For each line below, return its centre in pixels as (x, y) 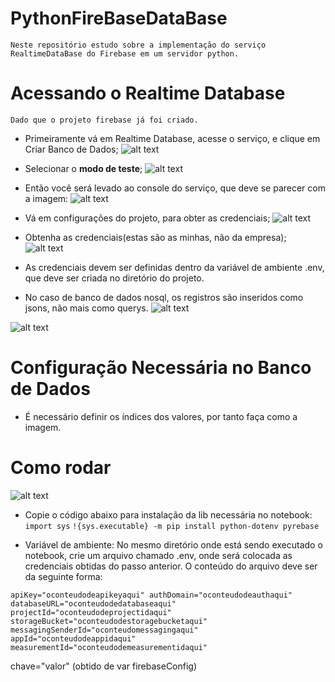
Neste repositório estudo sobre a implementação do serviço (138, 45)
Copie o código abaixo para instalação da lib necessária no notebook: (168, 514)
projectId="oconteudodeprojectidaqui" (91, 612)
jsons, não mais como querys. (86, 308)
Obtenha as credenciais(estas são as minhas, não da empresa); (155, 237)
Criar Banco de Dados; (71, 149)
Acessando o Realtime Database (148, 93)
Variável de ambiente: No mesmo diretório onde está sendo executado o (173, 544)
